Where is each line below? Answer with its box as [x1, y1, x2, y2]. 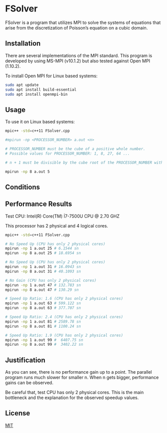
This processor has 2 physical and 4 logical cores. [5, 222, 108, 228]
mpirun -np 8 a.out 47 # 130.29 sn [5, 287, 79, 292]
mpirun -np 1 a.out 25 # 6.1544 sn [5, 246, 79, 251]
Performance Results [5, 200, 72, 209]
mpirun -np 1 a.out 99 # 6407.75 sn [5, 337, 83, 342]
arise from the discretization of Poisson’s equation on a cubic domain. [5, 24, 148, 30]
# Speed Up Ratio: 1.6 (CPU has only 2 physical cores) [5, 296, 123, 301]
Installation [5, 39, 41, 48]
